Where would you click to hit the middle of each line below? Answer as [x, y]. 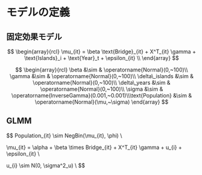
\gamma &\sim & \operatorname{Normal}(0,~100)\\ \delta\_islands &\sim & [102, 76]
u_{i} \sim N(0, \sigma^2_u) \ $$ [46, 165]
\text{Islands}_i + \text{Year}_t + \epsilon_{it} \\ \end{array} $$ [102, 58]
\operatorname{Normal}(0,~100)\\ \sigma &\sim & [102, 89]
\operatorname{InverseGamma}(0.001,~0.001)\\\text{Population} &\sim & [102, 95]
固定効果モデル [34, 37]
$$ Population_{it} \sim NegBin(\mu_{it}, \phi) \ [64, 135]
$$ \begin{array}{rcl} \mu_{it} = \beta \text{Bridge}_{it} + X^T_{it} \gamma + [102, 51]
